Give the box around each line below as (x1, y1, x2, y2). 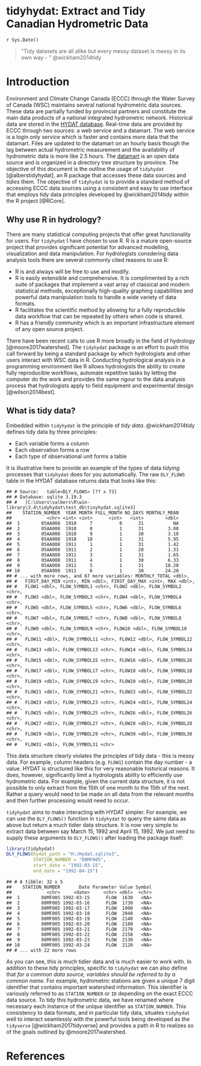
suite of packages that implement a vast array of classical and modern (14, 280, 190, 288)
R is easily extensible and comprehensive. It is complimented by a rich (14, 274, 190, 281)
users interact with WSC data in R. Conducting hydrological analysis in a (6, 356, 185, 364)
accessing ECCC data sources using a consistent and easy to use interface (6, 184, 193, 191)
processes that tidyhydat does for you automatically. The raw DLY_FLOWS (6, 471, 185, 478)
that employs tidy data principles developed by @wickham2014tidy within (6, 191, 189, 198)
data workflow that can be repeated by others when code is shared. (14, 312, 184, 320)
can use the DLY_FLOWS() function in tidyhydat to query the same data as (6, 814, 187, 822)
